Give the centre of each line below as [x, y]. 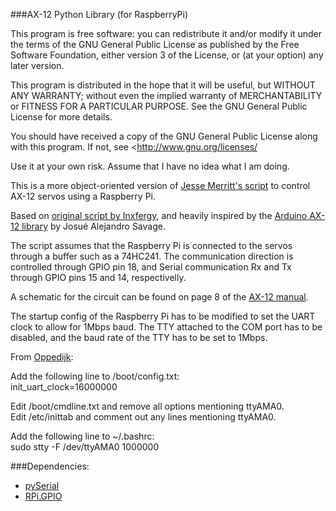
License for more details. [61, 117]
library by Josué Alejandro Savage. [93, 226]
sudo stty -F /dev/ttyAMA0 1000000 [85, 447]
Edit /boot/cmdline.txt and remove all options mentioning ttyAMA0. [147, 406]
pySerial [42, 485]
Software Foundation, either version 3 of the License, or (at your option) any [167, 55]
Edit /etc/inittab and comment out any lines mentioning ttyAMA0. [143, 417]
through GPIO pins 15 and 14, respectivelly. [98, 277]
